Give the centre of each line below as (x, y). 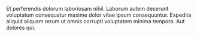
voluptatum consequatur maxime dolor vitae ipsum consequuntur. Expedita (99, 15)
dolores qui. (21, 27)
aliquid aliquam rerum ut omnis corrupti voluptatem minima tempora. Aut (96, 21)
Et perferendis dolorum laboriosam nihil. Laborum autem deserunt (87, 9)
